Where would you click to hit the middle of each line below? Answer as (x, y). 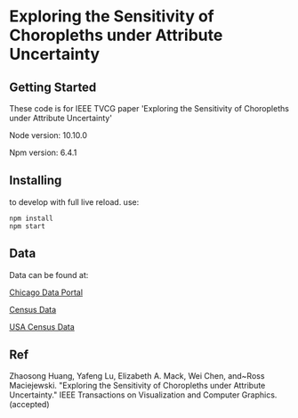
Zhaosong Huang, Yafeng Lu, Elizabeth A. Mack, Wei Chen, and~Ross (137, 376)
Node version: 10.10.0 (48, 135)
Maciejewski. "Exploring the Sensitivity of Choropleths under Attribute (137, 386)
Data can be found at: (49, 275)
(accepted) (29, 405)
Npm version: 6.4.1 (43, 152)
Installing (36, 180)
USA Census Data (42, 326)
